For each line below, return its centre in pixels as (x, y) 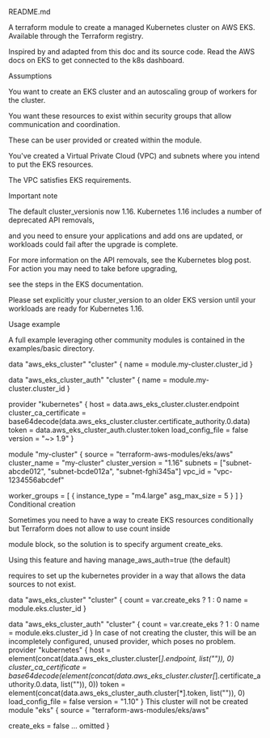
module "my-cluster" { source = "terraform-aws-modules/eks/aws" (121, 454)
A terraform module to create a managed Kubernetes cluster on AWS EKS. (132, 27)
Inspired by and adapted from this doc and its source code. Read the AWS (132, 51)
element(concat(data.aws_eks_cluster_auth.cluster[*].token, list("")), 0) (127, 693)
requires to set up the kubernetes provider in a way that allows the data (127, 575)
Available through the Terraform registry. (76, 36)
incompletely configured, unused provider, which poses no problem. (122, 641)
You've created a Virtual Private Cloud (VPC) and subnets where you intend (134, 156)
